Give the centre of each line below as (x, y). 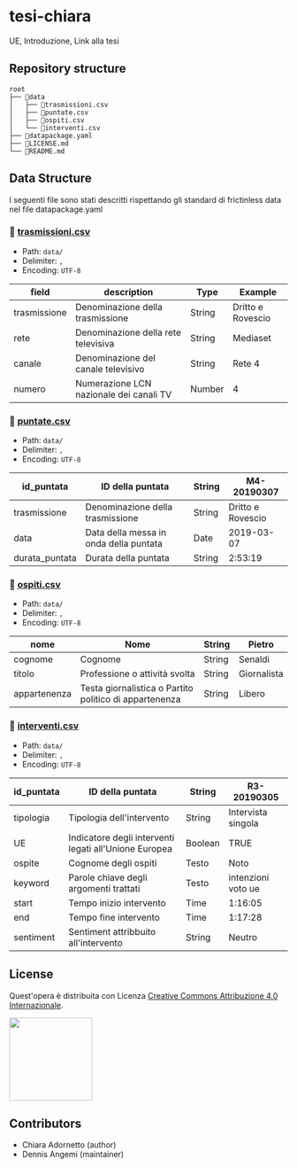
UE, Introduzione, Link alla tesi (64, 41)
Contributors (46, 1123)
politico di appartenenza (130, 699)
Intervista (248, 812)
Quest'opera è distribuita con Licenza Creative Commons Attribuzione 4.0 (144, 995)
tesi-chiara (50, 16)
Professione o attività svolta (138, 674)
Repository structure (68, 69)
